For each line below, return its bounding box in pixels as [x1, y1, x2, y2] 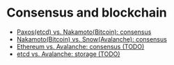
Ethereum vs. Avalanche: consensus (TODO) [16, 42, 145, 50]
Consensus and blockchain [6, 5, 168, 21]
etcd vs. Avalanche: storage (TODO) [16, 50, 120, 58]
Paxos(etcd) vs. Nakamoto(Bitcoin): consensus [16, 28, 152, 36]
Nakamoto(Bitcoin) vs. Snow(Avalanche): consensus [16, 35, 168, 43]
